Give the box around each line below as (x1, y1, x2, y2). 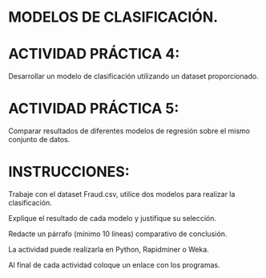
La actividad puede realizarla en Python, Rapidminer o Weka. (8, 245, 210, 254)
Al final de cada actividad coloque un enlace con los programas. (8, 260, 220, 269)
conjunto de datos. (8, 135, 71, 145)
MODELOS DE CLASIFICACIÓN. (8, 8, 219, 27)
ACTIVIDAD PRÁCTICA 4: (8, 45, 180, 63)
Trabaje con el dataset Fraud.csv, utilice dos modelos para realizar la (8, 190, 236, 198)
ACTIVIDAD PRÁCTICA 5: (8, 100, 179, 118)
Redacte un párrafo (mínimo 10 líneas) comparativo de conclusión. (8, 229, 228, 239)
